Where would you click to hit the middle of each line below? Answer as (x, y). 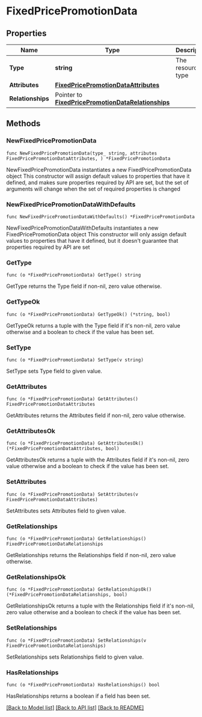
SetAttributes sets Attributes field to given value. (66, 511)
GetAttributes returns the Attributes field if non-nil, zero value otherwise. (96, 415)
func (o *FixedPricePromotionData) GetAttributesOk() (75, 444)
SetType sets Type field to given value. (54, 371)
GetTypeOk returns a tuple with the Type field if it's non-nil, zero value (93, 325)
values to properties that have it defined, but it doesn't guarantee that (92, 240)
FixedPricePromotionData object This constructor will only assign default (96, 234)
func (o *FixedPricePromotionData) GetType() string (74, 275)
